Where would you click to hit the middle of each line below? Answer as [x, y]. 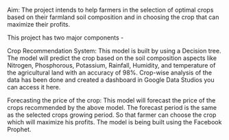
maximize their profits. [39, 24]
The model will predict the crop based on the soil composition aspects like [112, 58]
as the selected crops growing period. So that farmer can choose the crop [112, 115]
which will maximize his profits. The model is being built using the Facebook [114, 122]
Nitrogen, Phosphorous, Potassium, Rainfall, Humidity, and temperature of [111, 65]
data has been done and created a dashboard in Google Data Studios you [111, 80]
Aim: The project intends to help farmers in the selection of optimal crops [110, 10]
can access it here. [34, 87]
